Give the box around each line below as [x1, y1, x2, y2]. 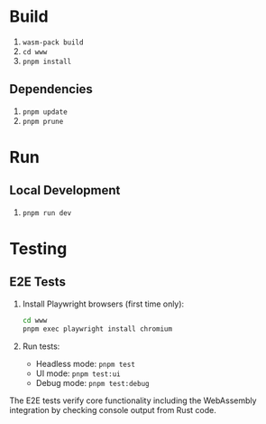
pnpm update [22, 107, 68, 117]
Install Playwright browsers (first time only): [22, 298, 185, 309]
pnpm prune [22, 117, 64, 126]
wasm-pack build [22, 38, 84, 47]
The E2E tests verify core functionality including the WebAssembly [9, 395, 257, 406]
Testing [9, 238, 68, 259]
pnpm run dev [22, 208, 72, 218]
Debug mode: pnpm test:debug [35, 377, 150, 388]
